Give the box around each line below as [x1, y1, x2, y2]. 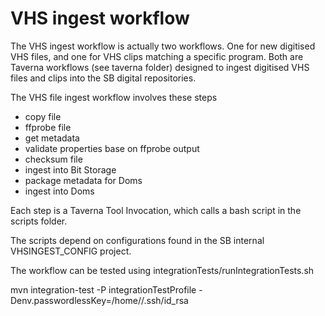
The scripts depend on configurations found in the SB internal [10, 234, 265, 246]
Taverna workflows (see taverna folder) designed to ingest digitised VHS [10, 61, 310, 73]
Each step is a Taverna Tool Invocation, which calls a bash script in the [10, 204, 302, 216]
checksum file [24, 153, 83, 165]
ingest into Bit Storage [24, 163, 117, 176]
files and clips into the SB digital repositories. [10, 72, 197, 84]
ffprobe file [24, 121, 72, 133]
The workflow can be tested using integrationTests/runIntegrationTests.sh [10, 264, 315, 276]
